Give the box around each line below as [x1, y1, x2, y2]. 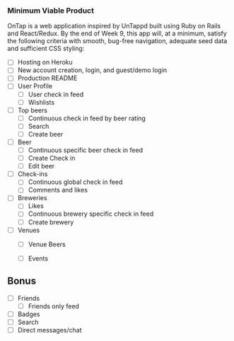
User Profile [17, 82, 53, 91]
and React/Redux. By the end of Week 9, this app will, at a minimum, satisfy [7, 29, 228, 37]
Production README [17, 74, 78, 83]
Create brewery [28, 218, 74, 226]
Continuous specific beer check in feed [28, 146, 144, 154]
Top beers [17, 105, 48, 115]
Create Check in [28, 154, 76, 163]
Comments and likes [28, 186, 88, 195]
